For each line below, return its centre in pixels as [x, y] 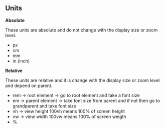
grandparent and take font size [44, 106]
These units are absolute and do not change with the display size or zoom [81, 30]
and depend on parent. [29, 85]
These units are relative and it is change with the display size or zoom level [82, 80]
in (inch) [21, 61]
